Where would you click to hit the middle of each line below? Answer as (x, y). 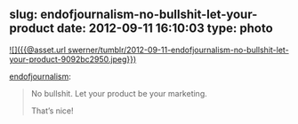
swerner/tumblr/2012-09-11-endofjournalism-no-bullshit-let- (178, 50)
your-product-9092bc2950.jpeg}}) (73, 59)
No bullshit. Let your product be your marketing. (119, 93)
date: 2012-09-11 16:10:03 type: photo (165, 29)
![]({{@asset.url (38, 50)
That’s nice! (52, 111)
